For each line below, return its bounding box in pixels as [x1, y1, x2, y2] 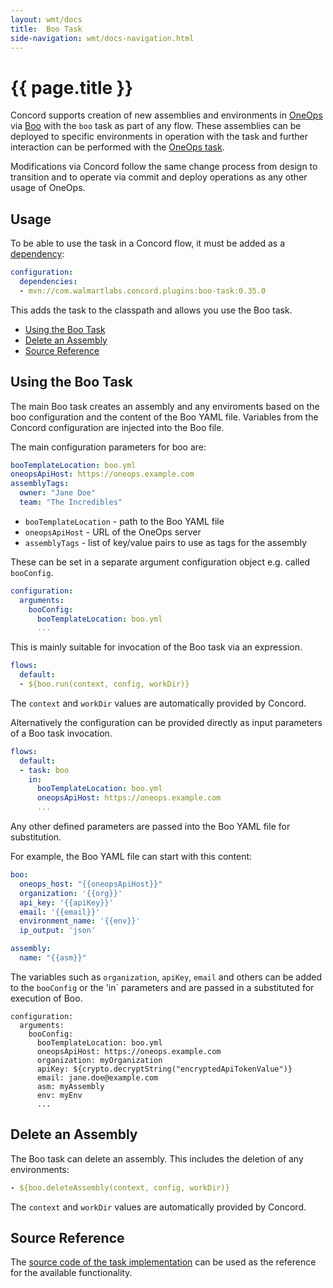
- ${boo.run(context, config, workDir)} [19, 679, 190, 690]
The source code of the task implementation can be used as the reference [10, 1256, 317, 1268]
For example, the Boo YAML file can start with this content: [10, 851, 253, 863]
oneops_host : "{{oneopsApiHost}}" [19, 879, 163, 889]
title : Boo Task [10, 24, 83, 34]
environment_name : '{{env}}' [19, 916, 141, 926]
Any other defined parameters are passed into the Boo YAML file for [10, 821, 291, 833]
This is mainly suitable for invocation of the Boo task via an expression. [10, 641, 303, 653]
